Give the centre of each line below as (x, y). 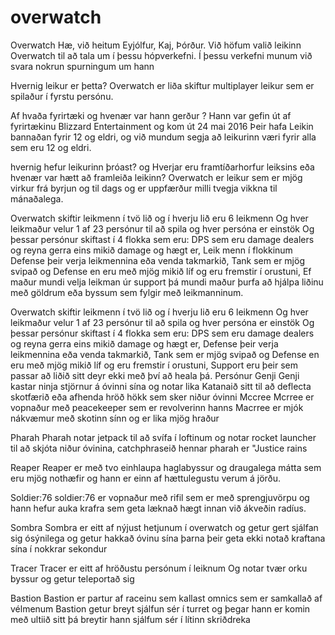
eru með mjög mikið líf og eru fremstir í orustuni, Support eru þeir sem (154, 365)
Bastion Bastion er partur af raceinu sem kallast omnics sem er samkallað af (166, 598)
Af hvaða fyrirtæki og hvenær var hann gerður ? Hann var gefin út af (151, 115)
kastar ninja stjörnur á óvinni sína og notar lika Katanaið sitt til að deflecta (161, 386)
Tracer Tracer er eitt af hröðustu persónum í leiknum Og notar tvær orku (159, 568)
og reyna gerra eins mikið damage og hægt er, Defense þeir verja (144, 343)
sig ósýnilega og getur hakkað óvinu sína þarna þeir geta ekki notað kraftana (168, 538)
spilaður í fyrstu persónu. (62, 96)
